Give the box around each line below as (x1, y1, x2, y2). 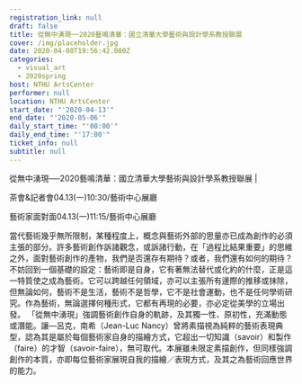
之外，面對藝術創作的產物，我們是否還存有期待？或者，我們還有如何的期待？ (9, 253, 293, 263)
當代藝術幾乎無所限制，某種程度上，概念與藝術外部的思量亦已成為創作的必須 (9, 230, 293, 241)
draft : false (9, 22, 58, 31)
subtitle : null (9, 147, 67, 156)
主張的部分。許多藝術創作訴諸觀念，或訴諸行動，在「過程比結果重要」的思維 (9, 241, 293, 252)
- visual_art (17, 64, 67, 73)
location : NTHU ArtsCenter (9, 96, 111, 106)
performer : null (9, 88, 70, 97)
